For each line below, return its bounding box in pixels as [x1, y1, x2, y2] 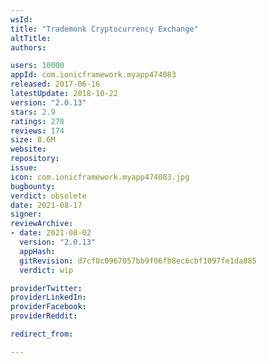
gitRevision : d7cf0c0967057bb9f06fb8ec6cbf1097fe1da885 [19, 256, 257, 266]
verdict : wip [19, 265, 74, 275]
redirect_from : [10, 329, 74, 339]
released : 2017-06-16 [10, 79, 101, 90]
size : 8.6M [10, 135, 56, 145]
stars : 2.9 [10, 107, 56, 117]
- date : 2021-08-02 [10, 228, 92, 238]
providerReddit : [10, 311, 78, 321]
